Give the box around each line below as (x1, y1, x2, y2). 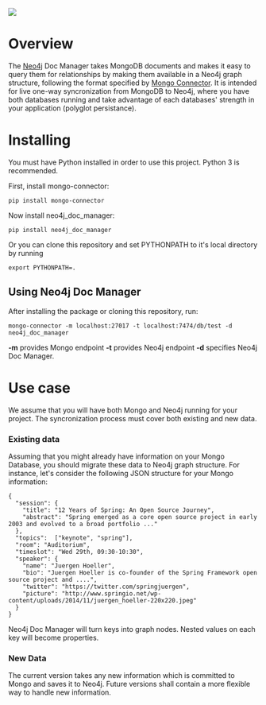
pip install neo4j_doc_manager (8, 226, 112, 234)
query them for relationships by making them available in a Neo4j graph (8, 69, 242, 79)
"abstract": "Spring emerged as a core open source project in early (22, 513, 258, 521)
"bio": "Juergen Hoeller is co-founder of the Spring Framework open (22, 568, 258, 576)
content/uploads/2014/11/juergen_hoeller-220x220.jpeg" (8, 596, 197, 604)
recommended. (8, 165, 58, 175)
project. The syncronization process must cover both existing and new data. (8, 413, 257, 423)
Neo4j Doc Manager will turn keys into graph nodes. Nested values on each (8, 624, 256, 633)
